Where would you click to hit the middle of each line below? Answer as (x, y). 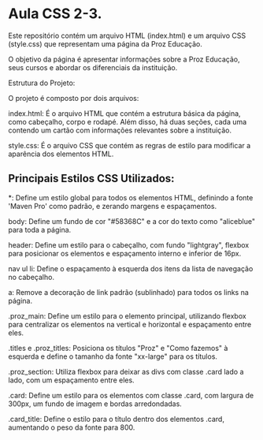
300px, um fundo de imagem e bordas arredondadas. (95, 404)
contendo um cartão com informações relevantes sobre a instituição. (120, 130)
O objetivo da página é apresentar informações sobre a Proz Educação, (124, 59)
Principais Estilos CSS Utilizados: (91, 179)
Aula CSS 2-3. (55, 14)
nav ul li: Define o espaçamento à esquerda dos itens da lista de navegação (131, 268)
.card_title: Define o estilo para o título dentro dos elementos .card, (116, 419)
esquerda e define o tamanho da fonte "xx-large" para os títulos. (113, 356)
